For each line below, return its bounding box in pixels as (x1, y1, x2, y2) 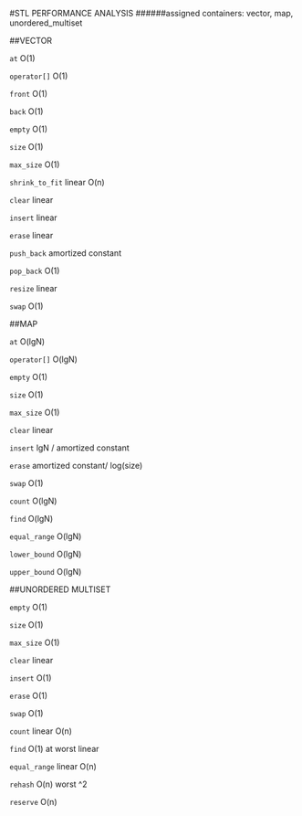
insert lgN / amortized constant (9, 442, 130, 453)
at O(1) (9, 53, 36, 63)
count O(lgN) (9, 495, 57, 506)
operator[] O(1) (9, 70, 68, 81)
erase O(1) (9, 690, 48, 701)
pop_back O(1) (9, 265, 60, 276)
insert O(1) (9, 673, 52, 684)
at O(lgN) (9, 336, 46, 346)
